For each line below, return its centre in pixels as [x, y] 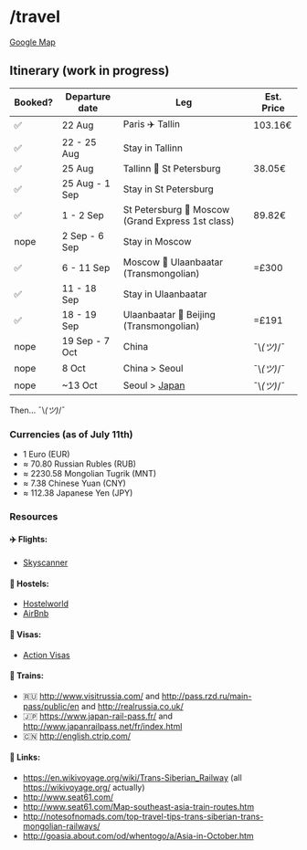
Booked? [33, 102]
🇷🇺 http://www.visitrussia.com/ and [91, 696]
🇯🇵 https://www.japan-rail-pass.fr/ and [98, 716]
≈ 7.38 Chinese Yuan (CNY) [74, 483]
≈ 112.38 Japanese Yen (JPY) [78, 493]
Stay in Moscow [157, 241]
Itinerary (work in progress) [90, 71]
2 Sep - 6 [83, 236]
